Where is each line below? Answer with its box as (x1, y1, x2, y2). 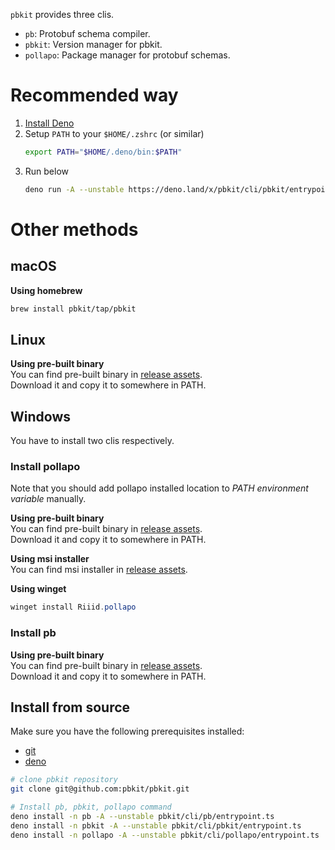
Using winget (10, 583, 67, 595)
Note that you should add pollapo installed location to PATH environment (10, 482, 309, 494)
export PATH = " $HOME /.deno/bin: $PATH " (24, 147, 183, 157)
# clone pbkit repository (10, 775, 118, 785)
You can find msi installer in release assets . (10, 564, 188, 576)
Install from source (10, 699, 131, 716)
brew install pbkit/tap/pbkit (10, 304, 137, 314)
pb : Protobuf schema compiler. (24, 28, 151, 39)
